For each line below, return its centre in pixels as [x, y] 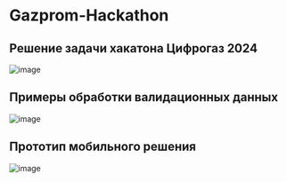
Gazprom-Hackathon [89, 16]
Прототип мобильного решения [102, 147]
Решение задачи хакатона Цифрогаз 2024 [134, 48]
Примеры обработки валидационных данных [144, 97]
